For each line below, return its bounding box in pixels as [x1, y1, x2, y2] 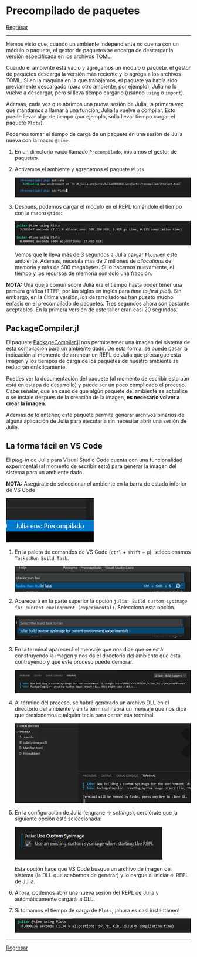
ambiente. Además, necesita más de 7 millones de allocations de [14, 257, 172, 264]
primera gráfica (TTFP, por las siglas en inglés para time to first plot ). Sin [6, 287, 182, 294]
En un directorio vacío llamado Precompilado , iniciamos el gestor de [14, 148, 177, 155]
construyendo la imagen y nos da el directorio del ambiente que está [14, 652, 181, 659]
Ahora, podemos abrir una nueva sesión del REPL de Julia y [14, 890, 159, 897]
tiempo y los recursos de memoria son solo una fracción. [14, 270, 152, 277]
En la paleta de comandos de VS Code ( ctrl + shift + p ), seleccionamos [14, 548, 191, 555]
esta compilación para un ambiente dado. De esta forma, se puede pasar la [6, 345, 188, 352]
